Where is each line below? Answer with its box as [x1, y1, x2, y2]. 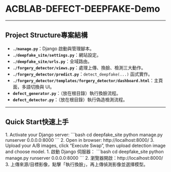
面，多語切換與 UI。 [12, 84, 54, 90]
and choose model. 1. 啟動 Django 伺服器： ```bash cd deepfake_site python [5, 149, 164, 155]
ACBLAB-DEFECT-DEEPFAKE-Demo [5, 3, 160, 15]
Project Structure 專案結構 [5, 31, 88, 40]
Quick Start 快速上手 [5, 118, 69, 127]
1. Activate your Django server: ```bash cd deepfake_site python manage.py [5, 131, 163, 138]
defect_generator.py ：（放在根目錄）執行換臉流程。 [12, 90, 121, 96]
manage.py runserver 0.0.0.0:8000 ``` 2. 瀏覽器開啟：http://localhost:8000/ [5, 155, 163, 161]
